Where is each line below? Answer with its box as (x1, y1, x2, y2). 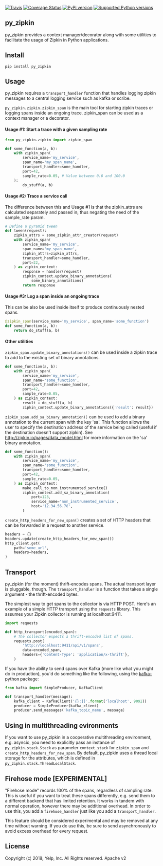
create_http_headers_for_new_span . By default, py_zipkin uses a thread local (5, 750, 158, 756)
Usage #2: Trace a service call (5, 193, 68, 199)
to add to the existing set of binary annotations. (5, 354, 100, 360)
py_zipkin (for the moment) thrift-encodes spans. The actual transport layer (5, 581, 156, 586)
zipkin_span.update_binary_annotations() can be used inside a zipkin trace (5, 349, 158, 355)
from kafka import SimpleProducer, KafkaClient (5, 685, 104, 690)
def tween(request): (5, 228, 47, 233)
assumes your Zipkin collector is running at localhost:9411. (5, 611, 122, 617)
